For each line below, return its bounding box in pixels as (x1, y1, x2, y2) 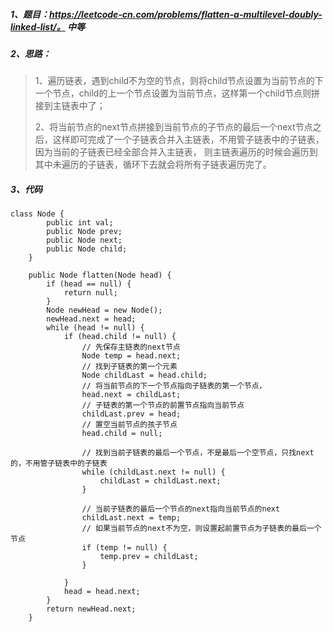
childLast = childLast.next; (99, 476, 222, 486)
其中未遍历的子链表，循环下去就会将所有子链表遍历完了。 (34, 159, 272, 171)
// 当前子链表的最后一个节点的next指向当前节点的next (81, 504, 281, 514)
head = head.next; (63, 587, 141, 597)
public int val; (46, 218, 114, 228)
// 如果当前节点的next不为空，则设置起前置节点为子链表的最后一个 (81, 524, 322, 534)
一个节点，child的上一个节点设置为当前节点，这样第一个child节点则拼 (34, 87, 321, 99)
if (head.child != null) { (63, 332, 177, 342)
